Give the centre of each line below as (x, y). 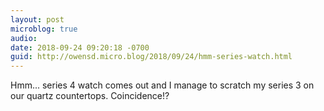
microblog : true (44, 29)
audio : (24, 38)
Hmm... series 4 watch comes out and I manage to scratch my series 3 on (162, 85)
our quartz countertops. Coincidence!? (90, 96)
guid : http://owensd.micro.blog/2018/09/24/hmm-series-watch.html (151, 57)
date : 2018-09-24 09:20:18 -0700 (80, 47)
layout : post (37, 19)
